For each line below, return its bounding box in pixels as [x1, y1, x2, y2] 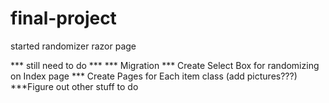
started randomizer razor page [10, 40, 137, 52]
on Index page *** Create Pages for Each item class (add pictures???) [10, 70, 298, 82]
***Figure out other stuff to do [10, 80, 139, 92]
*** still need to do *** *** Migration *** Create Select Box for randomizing [10, 59, 320, 71]
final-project [10, 7, 117, 30]
